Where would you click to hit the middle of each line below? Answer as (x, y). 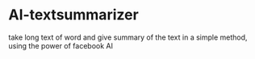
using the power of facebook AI (61, 45)
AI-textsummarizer (73, 15)
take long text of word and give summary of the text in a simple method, (128, 37)
